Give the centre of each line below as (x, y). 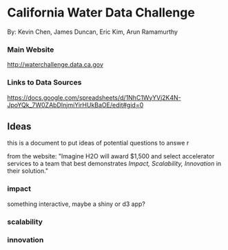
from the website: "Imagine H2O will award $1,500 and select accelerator (111, 156)
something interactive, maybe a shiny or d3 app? (76, 204)
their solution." (28, 171)
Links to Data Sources (44, 83)
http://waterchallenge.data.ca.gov (55, 65)
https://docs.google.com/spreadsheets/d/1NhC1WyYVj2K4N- (94, 97)
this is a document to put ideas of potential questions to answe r (98, 143)
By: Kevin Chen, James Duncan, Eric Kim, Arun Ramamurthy (92, 32)
